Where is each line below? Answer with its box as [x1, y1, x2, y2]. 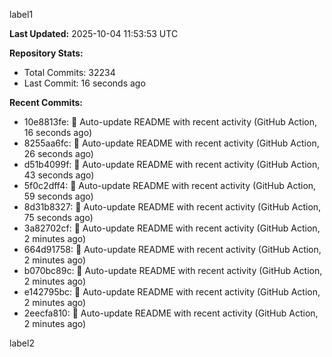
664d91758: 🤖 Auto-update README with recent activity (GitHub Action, [23, 244, 322, 255]
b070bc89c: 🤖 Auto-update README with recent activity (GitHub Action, [23, 265, 323, 276]
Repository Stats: [9, 47, 84, 59]
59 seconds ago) [23, 190, 94, 202]
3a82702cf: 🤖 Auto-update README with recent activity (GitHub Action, [23, 222, 321, 234]
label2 [9, 337, 35, 349]
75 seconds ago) [23, 212, 94, 223]
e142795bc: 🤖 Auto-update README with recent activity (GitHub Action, [23, 286, 321, 298]
